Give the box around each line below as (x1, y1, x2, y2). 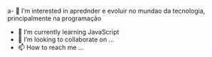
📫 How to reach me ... (17, 43, 84, 51)
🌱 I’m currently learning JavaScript (17, 28, 120, 36)
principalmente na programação (7, 14, 102, 23)
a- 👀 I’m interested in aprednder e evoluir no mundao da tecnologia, (7, 7, 206, 15)
